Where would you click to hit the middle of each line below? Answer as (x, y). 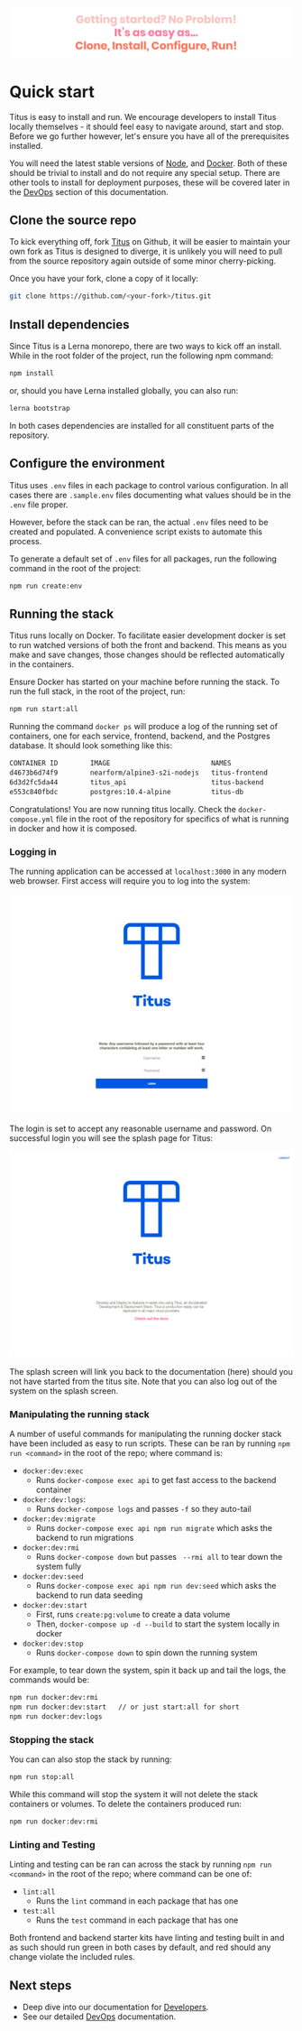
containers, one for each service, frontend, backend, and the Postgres (140, 736)
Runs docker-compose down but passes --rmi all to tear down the (159, 1557)
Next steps (41, 1985)
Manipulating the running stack (80, 1414)
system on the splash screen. (64, 1391)
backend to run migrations (85, 1538)
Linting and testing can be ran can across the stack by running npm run (141, 1864)
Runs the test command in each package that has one (137, 1920)
